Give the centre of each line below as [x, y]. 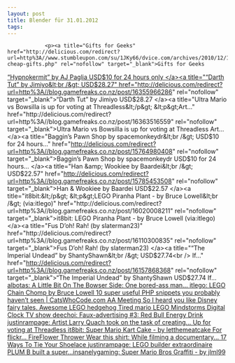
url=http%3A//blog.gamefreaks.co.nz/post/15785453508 [90, 181]
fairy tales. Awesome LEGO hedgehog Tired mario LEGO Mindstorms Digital [116, 308]
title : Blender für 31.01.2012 [53, 20]
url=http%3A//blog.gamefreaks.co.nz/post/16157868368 [89, 271]
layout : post [26, 14]
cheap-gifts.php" [33, 64]
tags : [15, 27]
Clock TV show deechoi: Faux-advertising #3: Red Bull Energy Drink [105, 315]
